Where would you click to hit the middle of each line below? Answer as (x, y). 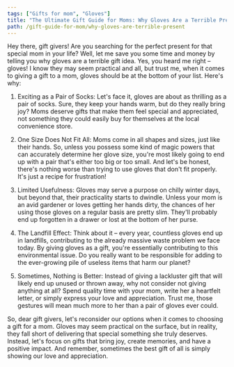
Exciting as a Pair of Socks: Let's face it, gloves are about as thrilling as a (122, 97)
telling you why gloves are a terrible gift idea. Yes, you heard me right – (109, 61)
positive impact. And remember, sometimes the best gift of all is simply (109, 349)
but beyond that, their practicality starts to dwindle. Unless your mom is (120, 197)
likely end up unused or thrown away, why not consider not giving (112, 284)
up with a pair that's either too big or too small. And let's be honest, (114, 162)
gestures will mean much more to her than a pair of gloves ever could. (118, 306)
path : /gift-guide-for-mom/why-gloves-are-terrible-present (96, 26)
